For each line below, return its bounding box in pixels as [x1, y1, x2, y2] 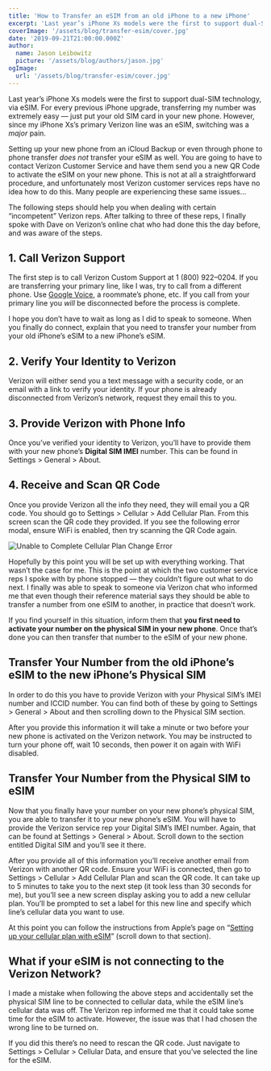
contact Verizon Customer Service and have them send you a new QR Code [8, 160, 261, 170]
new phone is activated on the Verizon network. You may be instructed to [8, 731, 252, 740]
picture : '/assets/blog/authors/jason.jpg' [15, 57, 164, 65]
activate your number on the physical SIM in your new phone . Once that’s [8, 623, 258, 633]
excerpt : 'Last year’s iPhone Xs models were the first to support [8, 19, 240, 27]
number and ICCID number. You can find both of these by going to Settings [8, 698, 258, 708]
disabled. [8, 748, 39, 758]
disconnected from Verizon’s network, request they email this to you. [8, 393, 237, 403]
